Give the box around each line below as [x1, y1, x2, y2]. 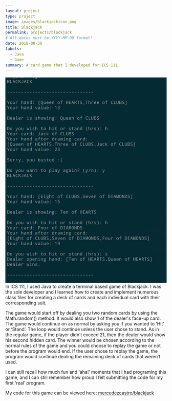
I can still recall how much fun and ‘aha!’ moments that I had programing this [5, 369, 166, 375]
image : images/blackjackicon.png [5, 19, 77, 24]
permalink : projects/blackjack [5, 30, 72, 35]
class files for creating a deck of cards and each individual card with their [5, 295, 160, 301]
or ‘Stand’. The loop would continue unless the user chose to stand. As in [5, 326, 160, 333]
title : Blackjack [5, 25, 42, 30]
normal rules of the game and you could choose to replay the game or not [5, 342, 161, 349]
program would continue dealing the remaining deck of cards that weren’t [5, 354, 161, 360]
